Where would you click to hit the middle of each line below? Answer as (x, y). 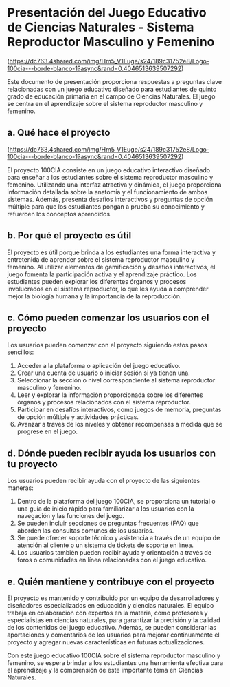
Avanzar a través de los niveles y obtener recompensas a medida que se (120, 424)
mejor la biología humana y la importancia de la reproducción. (94, 296)
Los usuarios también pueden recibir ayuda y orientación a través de (114, 553)
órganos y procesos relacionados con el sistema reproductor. (104, 402)
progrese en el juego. (47, 431)
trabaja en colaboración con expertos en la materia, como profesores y (107, 613)
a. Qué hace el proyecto (59, 133)
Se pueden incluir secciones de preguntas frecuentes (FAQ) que (108, 523)
